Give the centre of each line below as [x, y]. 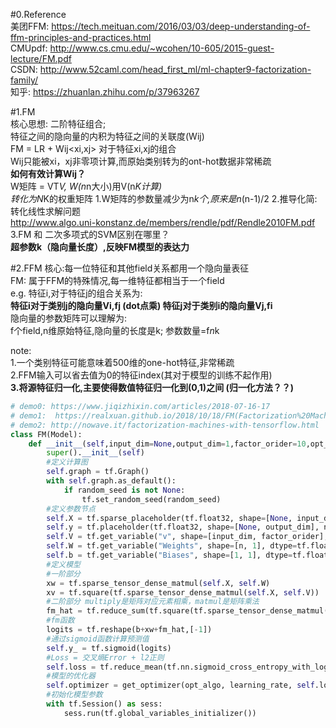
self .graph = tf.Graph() [98, 472]
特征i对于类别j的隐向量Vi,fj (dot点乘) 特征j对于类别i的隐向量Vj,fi [141, 305]
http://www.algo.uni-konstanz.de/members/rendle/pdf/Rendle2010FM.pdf [163, 222]
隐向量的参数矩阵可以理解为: [69, 318]
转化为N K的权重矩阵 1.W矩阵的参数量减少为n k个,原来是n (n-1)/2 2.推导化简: [164, 198]
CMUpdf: [29, 48]
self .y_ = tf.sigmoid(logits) [109, 648]
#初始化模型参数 [74, 695]
